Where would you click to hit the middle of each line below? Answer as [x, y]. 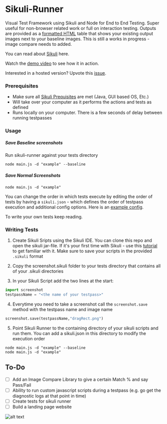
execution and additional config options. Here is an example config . [74, 207]
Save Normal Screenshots [33, 175]
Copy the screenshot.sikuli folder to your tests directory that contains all [86, 266]
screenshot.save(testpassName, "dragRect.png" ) [54, 319]
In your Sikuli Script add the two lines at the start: [63, 281]
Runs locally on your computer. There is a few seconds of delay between [87, 112]
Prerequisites [22, 86]
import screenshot [24, 290]
